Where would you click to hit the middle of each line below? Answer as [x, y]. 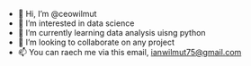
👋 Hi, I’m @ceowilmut [57, 14]
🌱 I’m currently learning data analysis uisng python [112, 33]
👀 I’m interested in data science [76, 23]
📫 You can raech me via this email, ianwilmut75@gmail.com [130, 52]
